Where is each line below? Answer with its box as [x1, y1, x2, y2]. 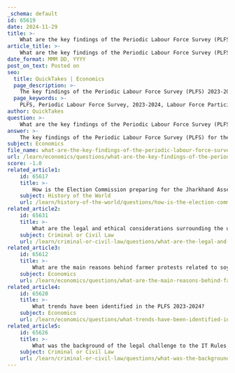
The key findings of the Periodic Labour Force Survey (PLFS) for [20, 134, 218, 141]
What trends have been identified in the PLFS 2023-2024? [32, 303, 205, 310]
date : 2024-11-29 [7, 23, 58, 30]
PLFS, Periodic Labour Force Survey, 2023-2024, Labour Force [20, 101, 205, 108]
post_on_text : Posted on [7, 62, 80, 69]
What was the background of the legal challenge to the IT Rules [32, 342, 227, 349]
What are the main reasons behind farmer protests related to [32, 264, 218, 271]
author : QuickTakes [7, 108, 64, 115]
